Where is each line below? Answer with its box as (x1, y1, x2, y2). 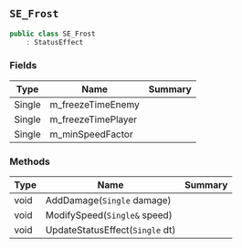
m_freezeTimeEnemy (49, 98, 140, 110)
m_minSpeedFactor (49, 128, 134, 140)
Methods (9, 155, 50, 168)
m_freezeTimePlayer (49, 113, 138, 126)
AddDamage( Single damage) (45, 194, 172, 207)
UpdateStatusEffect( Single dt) (45, 223, 176, 236)
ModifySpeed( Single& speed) (45, 209, 173, 222)
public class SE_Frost (9, 29, 96, 38)
